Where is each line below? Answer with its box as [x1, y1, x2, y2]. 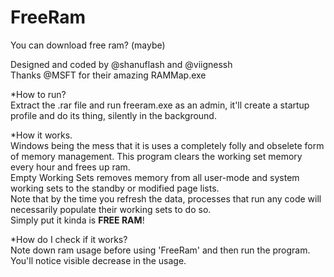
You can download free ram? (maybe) [10, 39, 166, 51]
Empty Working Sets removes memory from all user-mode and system [10, 171, 300, 183]
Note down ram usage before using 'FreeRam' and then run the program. [10, 244, 311, 256]
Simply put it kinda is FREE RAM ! [10, 214, 145, 226]
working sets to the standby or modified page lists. [10, 182, 220, 194]
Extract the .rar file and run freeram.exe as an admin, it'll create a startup [10, 99, 310, 111]
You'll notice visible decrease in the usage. [10, 254, 187, 266]
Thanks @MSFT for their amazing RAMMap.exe [10, 69, 207, 81]
